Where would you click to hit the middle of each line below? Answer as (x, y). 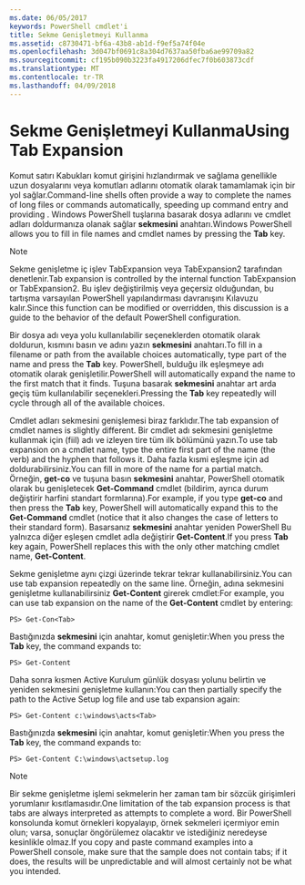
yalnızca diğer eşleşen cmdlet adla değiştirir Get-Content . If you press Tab (149, 536)
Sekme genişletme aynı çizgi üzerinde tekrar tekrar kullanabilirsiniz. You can (151, 573)
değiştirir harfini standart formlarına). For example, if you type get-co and (146, 498)
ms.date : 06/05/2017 (49, 18)
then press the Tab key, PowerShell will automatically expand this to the (144, 508)
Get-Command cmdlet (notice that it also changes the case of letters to (144, 517)
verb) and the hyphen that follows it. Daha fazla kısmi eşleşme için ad (139, 459)
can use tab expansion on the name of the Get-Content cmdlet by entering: (152, 602)
